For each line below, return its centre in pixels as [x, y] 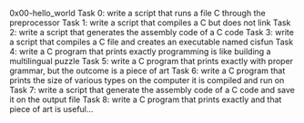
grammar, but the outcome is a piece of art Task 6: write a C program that [147, 71]
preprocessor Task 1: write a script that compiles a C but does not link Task [150, 23]
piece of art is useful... [51, 109]
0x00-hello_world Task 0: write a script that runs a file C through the [137, 13]
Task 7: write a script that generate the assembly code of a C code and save [152, 90]
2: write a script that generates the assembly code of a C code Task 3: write [152, 32]
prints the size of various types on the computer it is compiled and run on [147, 80]
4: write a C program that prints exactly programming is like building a [140, 52]
